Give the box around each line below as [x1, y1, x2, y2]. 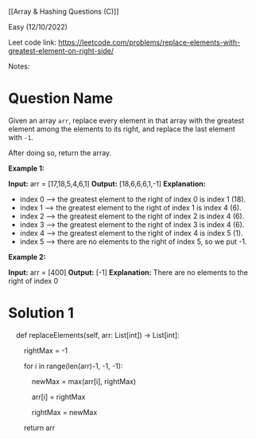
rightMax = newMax [31, 407, 98, 417]
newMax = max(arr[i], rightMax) [31, 376, 137, 386]
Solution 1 [8, 304, 74, 322]
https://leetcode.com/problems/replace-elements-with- [58, 37, 241, 47]
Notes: [8, 61, 30, 71]
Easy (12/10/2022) [8, 22, 68, 31]
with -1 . [8, 132, 34, 142]
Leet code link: [8, 37, 57, 47]
